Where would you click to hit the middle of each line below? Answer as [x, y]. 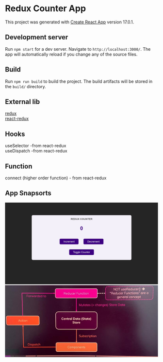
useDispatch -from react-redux [36, 151]
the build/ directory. [25, 86]
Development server [37, 37]
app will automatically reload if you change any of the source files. [71, 54]
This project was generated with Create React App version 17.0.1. [70, 22]
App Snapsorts [28, 193]
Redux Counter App [46, 9]
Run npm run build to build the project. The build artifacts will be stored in [79, 81]
